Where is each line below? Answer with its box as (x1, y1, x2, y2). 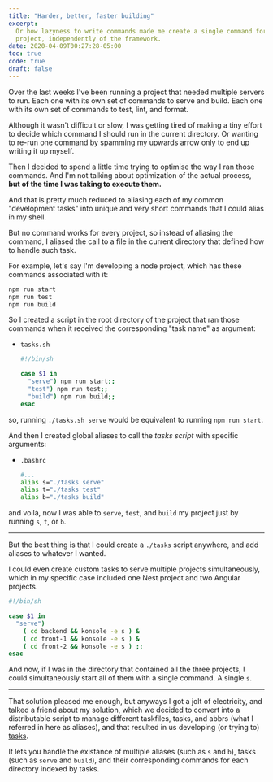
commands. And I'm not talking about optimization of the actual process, (8, 170, 252, 180)
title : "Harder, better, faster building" (8, 11, 154, 20)
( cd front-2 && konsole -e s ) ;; (23, 642, 144, 650)
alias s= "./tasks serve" (19, 478, 105, 486)
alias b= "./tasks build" (19, 493, 105, 502)
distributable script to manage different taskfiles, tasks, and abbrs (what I (8, 714, 253, 723)
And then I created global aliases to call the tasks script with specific (8, 430, 239, 440)
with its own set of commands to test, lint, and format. (8, 104, 189, 114)
